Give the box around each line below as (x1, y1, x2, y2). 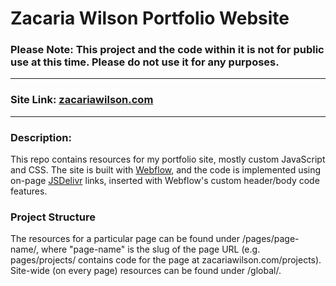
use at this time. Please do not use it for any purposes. (10, 55, 280, 69)
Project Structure (10, 210, 96, 224)
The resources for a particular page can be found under (10, 233, 241, 245)
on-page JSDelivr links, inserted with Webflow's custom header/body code (10, 175, 320, 187)
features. (10, 185, 48, 197)
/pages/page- (241, 233, 300, 245)
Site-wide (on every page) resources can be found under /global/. (10, 265, 282, 277)
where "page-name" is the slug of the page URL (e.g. (41, 243, 261, 256)
